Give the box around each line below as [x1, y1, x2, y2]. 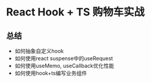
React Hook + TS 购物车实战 [6, 5, 144, 19]
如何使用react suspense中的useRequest [14, 55, 113, 62]
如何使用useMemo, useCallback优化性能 [14, 63, 115, 69]
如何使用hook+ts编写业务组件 [14, 70, 87, 77]
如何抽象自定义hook [14, 48, 64, 54]
